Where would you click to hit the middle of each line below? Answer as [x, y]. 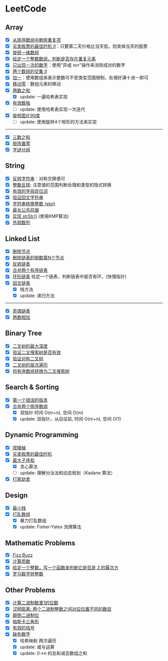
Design [16, 495]
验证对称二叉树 [28, 358]
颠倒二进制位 [25, 615]
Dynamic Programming [42, 435]
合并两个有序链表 [30, 270]
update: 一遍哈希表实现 [44, 96]
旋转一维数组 [25, 53]
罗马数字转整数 [28, 574]
